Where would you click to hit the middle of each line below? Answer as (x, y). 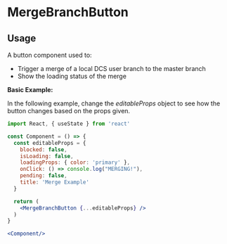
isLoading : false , (47, 156)
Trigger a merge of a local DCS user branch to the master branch (111, 69)
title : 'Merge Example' (55, 182)
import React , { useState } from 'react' (69, 124)
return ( (26, 201)
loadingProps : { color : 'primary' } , (75, 162)
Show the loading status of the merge (72, 76)
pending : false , (44, 176)
